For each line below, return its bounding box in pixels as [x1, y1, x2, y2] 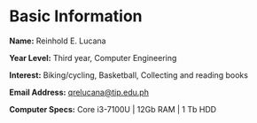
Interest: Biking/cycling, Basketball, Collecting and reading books [9, 69, 248, 81]
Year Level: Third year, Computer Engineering [9, 52, 177, 63]
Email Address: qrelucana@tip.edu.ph [9, 87, 149, 97]
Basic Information [9, 6, 144, 27]
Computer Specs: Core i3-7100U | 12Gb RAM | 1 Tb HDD [9, 104, 217, 114]
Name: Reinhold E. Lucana [9, 35, 106, 46]
